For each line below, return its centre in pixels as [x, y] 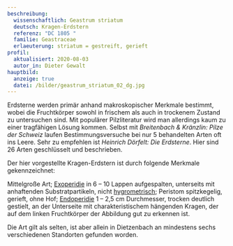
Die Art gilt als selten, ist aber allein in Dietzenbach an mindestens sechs [112, 227]
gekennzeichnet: [31, 171]
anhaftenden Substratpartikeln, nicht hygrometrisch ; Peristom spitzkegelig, [115, 191]
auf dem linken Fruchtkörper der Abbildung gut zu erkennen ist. [99, 214]
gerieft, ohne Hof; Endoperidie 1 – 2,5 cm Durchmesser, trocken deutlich [111, 199]
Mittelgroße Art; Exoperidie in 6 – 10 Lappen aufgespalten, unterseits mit [111, 184]
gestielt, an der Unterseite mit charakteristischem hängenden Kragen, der [113, 206]
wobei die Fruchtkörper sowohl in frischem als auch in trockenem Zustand [114, 113]
